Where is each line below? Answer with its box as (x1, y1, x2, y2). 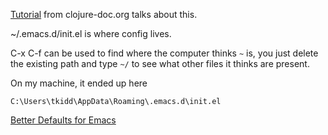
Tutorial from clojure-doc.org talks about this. (10, 9, 198, 20)
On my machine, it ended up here (10, 77, 148, 89)
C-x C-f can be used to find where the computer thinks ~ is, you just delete (10, 47, 319, 59)
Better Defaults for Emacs (10, 114, 117, 126)
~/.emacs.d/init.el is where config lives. (10, 28, 172, 39)
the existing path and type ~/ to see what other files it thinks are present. (10, 58, 310, 69)
